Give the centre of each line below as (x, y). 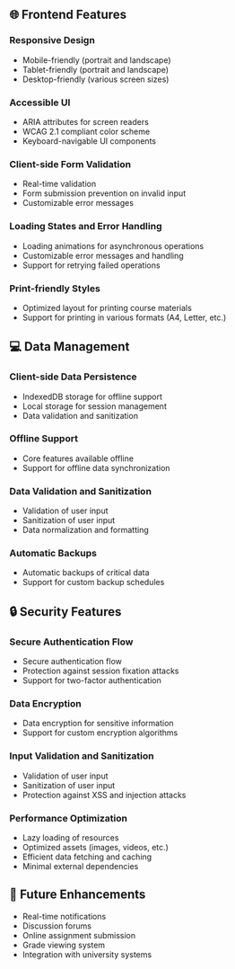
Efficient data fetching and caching (87, 857)
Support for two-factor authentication (91, 680)
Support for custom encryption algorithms (100, 733)
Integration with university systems (87, 954)
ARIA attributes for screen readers (86, 121)
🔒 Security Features (65, 612)
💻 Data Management (70, 347)
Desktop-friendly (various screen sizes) (96, 79)
